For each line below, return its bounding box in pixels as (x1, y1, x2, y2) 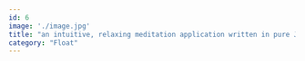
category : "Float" (8, 38, 78, 48)
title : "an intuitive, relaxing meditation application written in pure (8, 30, 290, 39)
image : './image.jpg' (8, 22, 91, 30)
